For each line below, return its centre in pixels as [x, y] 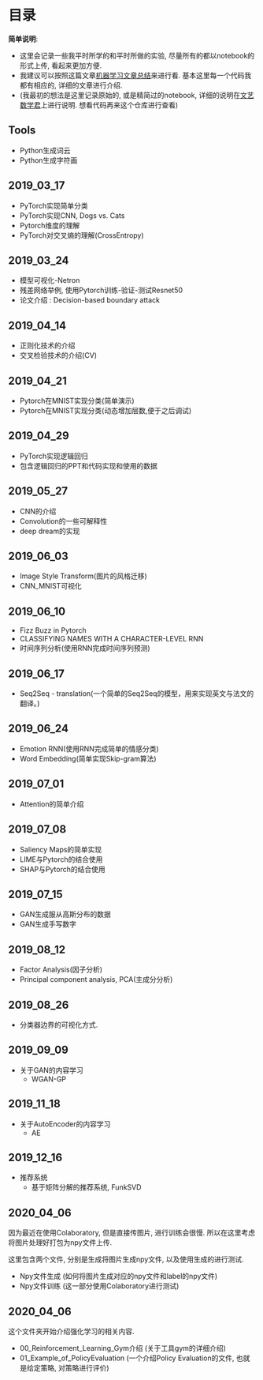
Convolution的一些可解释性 [63, 521]
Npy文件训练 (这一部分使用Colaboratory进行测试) [99, 1286]
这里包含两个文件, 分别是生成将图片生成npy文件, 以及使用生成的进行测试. [126, 1259]
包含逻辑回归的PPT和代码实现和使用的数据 [88, 465]
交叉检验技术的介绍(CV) [58, 355]
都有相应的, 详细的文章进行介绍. [71, 85]
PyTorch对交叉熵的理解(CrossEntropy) [81, 235]
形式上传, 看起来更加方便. [61, 65]
